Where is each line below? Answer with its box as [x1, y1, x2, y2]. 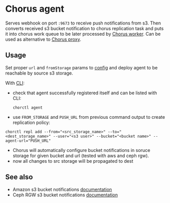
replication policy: [12, 119, 50, 125]
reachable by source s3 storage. [5, 70, 73, 76]
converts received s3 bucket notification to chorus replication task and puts [5, 25, 164, 31]
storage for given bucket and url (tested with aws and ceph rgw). [12, 153, 149, 159]
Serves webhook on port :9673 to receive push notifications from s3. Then [5, 20, 161, 26]
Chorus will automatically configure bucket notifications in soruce [12, 147, 151, 153]
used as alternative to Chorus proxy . [5, 36, 81, 42]
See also [5, 173, 33, 182]
